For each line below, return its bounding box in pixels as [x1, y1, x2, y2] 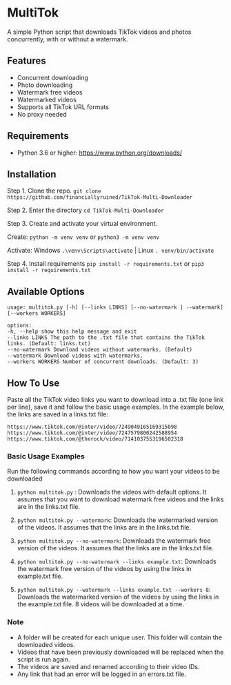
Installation [7, 168, 57, 180]
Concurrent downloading [17, 73, 88, 81]
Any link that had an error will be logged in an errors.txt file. [17, 670, 186, 678]
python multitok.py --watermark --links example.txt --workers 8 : [17, 586, 211, 594]
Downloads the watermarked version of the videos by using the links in [17, 592, 219, 601]
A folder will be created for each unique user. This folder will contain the [17, 633, 223, 641]
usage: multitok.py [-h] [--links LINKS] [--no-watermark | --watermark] [7, 304, 224, 311]
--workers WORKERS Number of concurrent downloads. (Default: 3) [7, 358, 199, 365]
